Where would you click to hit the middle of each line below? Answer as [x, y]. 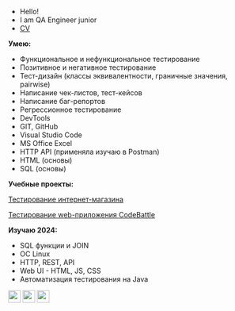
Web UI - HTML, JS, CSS [60, 271]
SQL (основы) [43, 169]
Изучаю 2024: [33, 230]
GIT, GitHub [39, 127]
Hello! [29, 12]
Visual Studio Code [51, 135]
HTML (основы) [46, 160]
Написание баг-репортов [62, 101]
